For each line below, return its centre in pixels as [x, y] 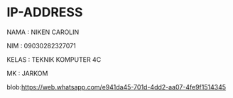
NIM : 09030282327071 [41, 45]
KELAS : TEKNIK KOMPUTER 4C [54, 59]
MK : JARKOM [27, 73]
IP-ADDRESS [45, 12]
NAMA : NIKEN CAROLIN [43, 32]
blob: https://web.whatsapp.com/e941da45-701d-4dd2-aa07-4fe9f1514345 [116, 87]
